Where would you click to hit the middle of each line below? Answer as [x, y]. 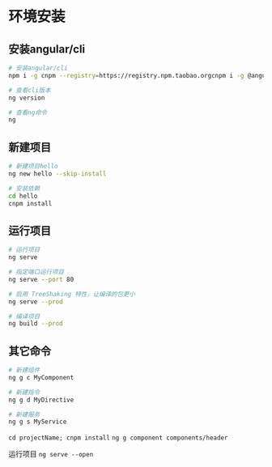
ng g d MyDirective [41, 400]
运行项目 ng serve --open [51, 454]
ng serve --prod [36, 301]
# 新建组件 [24, 370]
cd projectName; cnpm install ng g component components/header [118, 438]
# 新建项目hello [33, 167]
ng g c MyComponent [41, 377]
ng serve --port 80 [41, 279]
